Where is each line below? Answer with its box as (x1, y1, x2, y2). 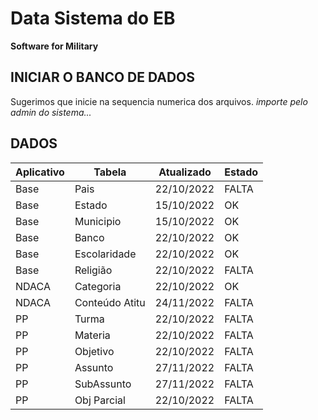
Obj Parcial (74, 393, 126, 407)
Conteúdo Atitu (74, 295, 146, 309)
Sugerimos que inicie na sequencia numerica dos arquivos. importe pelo (10, 95, 308, 107)
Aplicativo (15, 165, 65, 179)
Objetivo (74, 344, 115, 358)
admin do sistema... (10, 106, 92, 118)
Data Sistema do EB (10, 7, 176, 30)
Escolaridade (74, 247, 137, 261)
